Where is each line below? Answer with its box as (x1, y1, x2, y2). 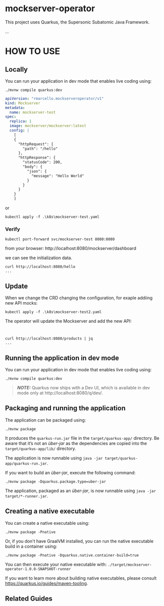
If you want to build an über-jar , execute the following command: (5, 470, 136, 475)
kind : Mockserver (5, 101, 41, 106)
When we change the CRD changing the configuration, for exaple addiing (5, 295, 153, 301)
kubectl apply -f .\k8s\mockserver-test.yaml (5, 215, 99, 220)
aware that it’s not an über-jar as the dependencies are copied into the (5, 440, 147, 446)
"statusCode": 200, (23, 160, 63, 165)
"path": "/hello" (23, 146, 58, 151)
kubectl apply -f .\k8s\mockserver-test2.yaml (5, 310, 102, 314)
